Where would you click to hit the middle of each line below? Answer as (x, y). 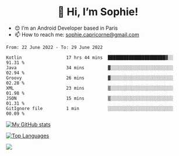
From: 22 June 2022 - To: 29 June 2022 (55, 47)
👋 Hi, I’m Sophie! (98, 12)
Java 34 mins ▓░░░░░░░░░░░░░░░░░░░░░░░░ (90, 68)
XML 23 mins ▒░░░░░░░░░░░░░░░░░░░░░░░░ (90, 88)
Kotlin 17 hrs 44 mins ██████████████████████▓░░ (90, 58)
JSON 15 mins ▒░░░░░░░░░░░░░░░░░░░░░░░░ (90, 98)
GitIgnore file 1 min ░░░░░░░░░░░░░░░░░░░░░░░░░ (90, 108)
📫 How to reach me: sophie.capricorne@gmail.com (77, 34)
